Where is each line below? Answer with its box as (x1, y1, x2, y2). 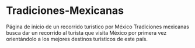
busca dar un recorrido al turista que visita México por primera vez (6, 29, 167, 36)
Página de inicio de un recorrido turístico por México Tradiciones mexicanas (6, 23, 190, 30)
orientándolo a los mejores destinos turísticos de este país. (6, 35, 148, 42)
